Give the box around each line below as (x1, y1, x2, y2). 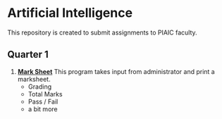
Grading (27, 82, 51, 91)
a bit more (27, 104, 58, 113)
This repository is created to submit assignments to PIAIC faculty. (7, 28, 197, 37)
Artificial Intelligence (7, 5, 132, 21)
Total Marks (27, 89, 63, 98)
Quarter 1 (7, 49, 49, 61)
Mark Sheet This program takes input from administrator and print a (17, 67, 215, 75)
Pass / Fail (27, 97, 58, 106)
